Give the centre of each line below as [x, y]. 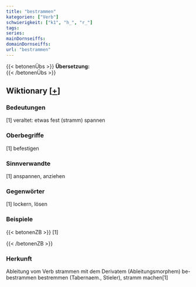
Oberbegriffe [25, 135]
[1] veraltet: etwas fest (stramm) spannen [56, 120]
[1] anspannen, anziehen [36, 176]
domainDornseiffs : [28, 45]
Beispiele [20, 219]
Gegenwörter [25, 191]
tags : [13, 28]
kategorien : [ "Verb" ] [32, 17]
